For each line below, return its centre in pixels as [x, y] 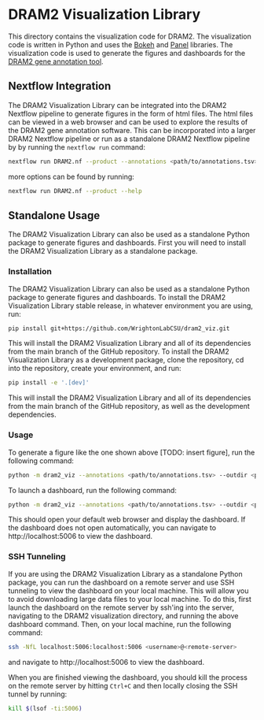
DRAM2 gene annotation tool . [56, 61]
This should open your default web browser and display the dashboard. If [127, 520]
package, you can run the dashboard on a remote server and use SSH [121, 582]
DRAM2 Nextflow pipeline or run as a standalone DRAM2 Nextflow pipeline [129, 139]
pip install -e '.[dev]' [49, 383]
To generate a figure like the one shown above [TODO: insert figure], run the [132, 452]
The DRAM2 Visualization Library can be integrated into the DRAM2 [117, 105]
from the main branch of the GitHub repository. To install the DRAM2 [119, 351]
